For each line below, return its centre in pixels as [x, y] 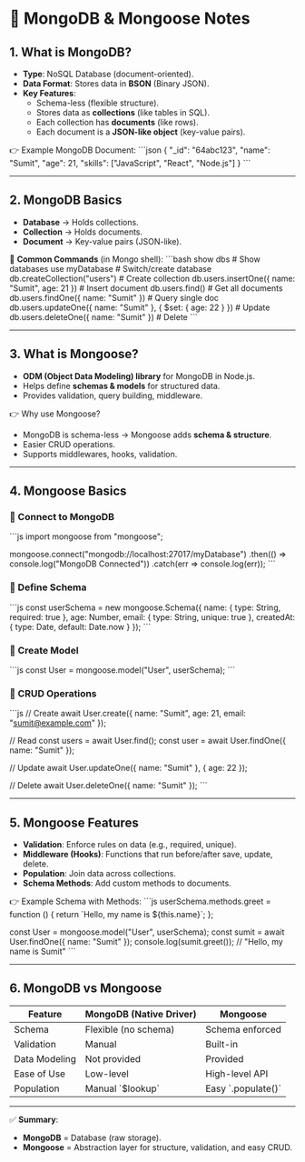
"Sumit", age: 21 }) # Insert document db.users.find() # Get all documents [146, 288]
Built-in [222, 1044]
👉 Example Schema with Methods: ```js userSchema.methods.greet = [140, 902]
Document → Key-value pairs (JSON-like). [102, 241]
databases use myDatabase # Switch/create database [110, 268]
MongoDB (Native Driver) [141, 1014]
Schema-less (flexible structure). [98, 103]
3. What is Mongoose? [74, 354]
